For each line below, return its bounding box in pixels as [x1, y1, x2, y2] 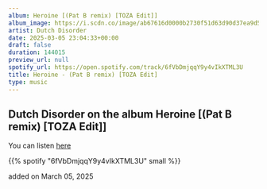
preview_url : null [8, 56, 69, 64]
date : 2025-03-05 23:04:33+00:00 [8, 33, 119, 42]
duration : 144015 [8, 48, 66, 56]
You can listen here [8, 141, 72, 151]
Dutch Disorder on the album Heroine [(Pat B [8, 107, 232, 121]
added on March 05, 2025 [8, 172, 94, 181]
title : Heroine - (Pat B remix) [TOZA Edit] [8, 71, 158, 79]
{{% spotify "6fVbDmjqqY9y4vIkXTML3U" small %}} [8, 156, 181, 166]
